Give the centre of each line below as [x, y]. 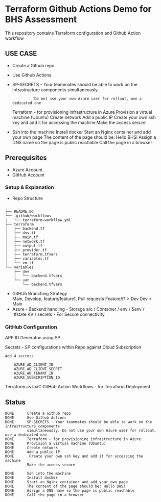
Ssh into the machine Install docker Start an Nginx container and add [81, 132]
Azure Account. [28, 170]
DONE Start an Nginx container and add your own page [67, 482]
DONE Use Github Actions [36, 418]
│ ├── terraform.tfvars [31, 254]
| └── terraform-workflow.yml [38, 220]
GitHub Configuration [31, 327]
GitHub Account [28, 175]
